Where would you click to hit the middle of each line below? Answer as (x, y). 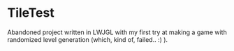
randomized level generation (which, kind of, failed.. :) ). (88, 39)
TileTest (31, 13)
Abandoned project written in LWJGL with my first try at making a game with (117, 32)
